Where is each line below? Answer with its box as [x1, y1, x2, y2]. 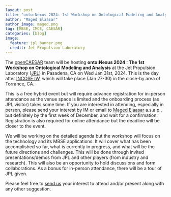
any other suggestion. [5, 186, 51, 192]
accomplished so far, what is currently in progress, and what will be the [5, 143, 155, 150]
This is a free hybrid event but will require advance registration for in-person [5, 90, 165, 96]
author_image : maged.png [5, 21, 58, 27]
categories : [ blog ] [5, 31, 47, 36]
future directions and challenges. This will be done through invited [5, 149, 144, 155]
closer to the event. [5, 123, 46, 129]
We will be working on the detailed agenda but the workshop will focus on [5, 133, 160, 139]
